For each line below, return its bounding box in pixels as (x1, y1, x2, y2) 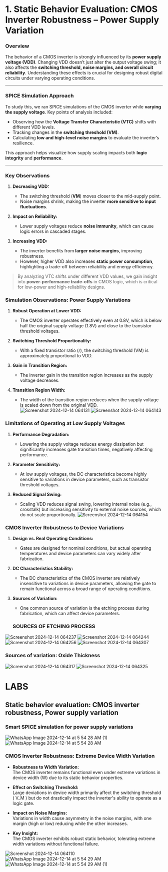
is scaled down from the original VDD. (19, 402, 98, 408)
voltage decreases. (19, 377, 60, 383)
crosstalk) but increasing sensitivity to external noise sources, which (19, 506, 161, 512)
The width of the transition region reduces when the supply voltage (19, 397, 159, 403)
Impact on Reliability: (12, 213, 57, 219)
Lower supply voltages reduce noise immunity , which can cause (19, 223, 154, 229)
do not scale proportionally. (19, 511, 76, 518)
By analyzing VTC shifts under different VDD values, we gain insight (17, 273, 157, 279)
